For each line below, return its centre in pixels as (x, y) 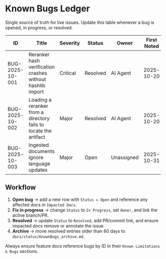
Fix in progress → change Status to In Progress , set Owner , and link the (85, 210)
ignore (36, 157)
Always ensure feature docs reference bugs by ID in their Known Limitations (83, 246)
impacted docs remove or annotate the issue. (58, 226)
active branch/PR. (30, 215)
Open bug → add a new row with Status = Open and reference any (80, 199)
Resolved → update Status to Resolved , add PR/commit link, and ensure (85, 220)
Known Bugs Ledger (48, 9)
